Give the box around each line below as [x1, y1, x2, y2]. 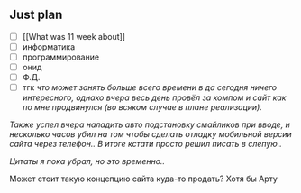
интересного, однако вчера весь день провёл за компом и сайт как [22, 92, 287, 103]
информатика [22, 41, 75, 52]
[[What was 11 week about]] [22, 31, 126, 41]
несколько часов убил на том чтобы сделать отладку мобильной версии [9, 129, 293, 140]
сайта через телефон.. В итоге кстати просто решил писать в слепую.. [9, 139, 282, 150]
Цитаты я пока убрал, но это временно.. [9, 156, 165, 167]
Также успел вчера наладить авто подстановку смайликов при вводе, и [9, 119, 291, 130]
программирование [22, 51, 100, 62]
